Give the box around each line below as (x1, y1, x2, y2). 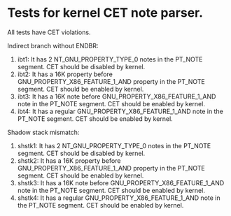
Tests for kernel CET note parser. (7, 5, 204, 21)
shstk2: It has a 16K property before (17, 156, 121, 165)
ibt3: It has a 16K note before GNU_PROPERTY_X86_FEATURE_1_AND (17, 92, 216, 101)
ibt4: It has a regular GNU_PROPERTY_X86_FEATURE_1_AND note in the (17, 107, 224, 115)
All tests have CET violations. (7, 28, 91, 36)
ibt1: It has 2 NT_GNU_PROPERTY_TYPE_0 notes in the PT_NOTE (17, 55, 203, 64)
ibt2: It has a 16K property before (17, 70, 113, 78)
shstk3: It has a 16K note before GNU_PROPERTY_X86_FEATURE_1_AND (17, 178, 225, 187)
